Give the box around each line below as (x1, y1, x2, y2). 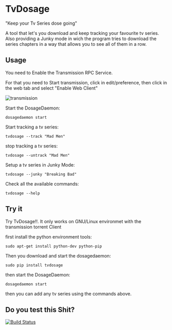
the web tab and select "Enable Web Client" (5, 85, 98, 91)
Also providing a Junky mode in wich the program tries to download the (5, 35, 157, 42)
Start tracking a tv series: (5, 124, 59, 130)
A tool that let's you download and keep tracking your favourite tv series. (5, 30, 159, 36)
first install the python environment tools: (5, 233, 92, 240)
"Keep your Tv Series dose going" (5, 20, 78, 26)
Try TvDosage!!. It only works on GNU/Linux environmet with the (5, 218, 142, 224)
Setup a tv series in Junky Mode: (5, 161, 75, 168)
